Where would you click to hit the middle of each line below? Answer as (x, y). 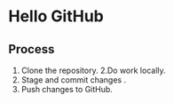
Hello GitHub (56, 16)
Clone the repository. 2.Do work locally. (93, 70)
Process (32, 49)
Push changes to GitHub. (67, 89)
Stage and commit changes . (73, 80)
